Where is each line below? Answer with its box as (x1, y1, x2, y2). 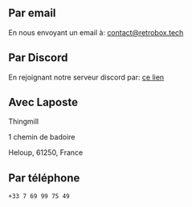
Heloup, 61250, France (8, 148, 84, 157)
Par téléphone (8, 171, 80, 185)
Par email (8, 6, 56, 20)
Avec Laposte (8, 95, 79, 109)
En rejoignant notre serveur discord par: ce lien (8, 72, 165, 82)
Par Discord (8, 51, 68, 65)
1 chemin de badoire (8, 132, 76, 142)
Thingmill (8, 116, 39, 127)
